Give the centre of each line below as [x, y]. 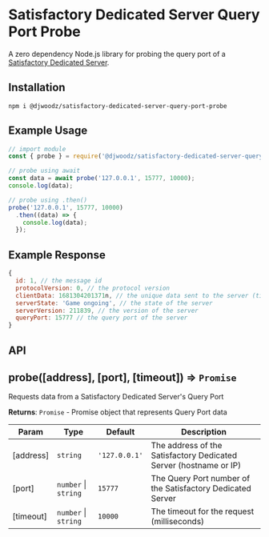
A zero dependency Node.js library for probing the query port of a [117, 54]
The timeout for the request [203, 511]
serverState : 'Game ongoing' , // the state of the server [114, 303]
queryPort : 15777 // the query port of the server [102, 318]
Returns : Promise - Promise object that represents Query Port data [118, 412]
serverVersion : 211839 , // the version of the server [107, 311]
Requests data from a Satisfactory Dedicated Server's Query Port [116, 397]
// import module [37, 149]
